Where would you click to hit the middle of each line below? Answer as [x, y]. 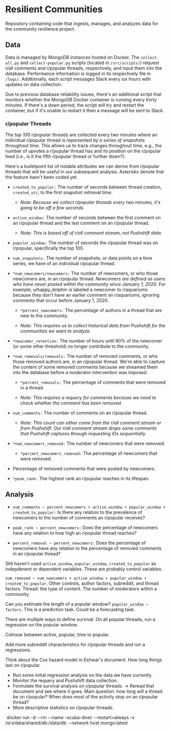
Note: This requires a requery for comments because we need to [88, 398]
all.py [12, 63]
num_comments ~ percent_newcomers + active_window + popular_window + [89, 507]
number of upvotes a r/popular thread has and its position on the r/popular [83, 151]
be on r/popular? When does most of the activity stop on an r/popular [85, 696]
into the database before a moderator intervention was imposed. [80, 373]
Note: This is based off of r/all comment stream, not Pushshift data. [91, 233]
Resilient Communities [54, 9]
